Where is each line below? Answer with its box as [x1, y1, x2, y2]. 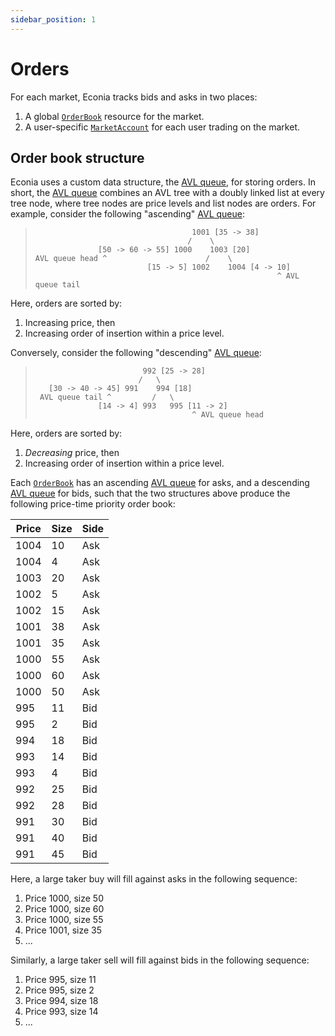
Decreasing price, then [24, 447, 120, 459]
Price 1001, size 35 [24, 924, 103, 936]
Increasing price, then [24, 317, 116, 329]
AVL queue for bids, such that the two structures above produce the [10, 487, 291, 500]
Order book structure [10, 149, 145, 166]
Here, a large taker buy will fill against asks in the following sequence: [10, 873, 298, 885]
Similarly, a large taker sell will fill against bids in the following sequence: [10, 954, 310, 966]
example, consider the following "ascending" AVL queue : [10, 208, 245, 220]
